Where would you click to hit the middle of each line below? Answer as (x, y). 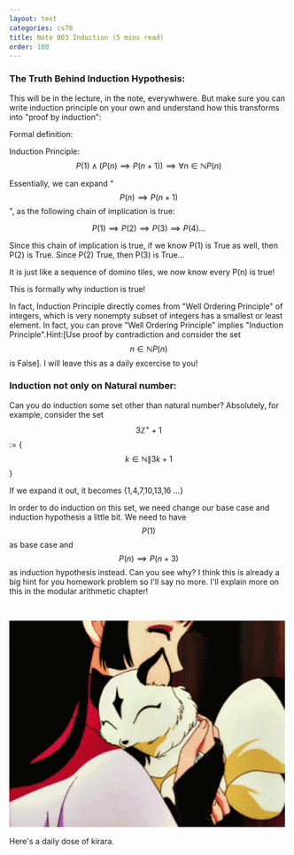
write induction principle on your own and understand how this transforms (144, 107)
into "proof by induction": (55, 117)
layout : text (33, 19)
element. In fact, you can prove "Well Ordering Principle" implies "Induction (147, 325)
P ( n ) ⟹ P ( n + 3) (149, 558)
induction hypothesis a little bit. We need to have (98, 517)
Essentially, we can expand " (62, 183)
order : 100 (29, 47)
